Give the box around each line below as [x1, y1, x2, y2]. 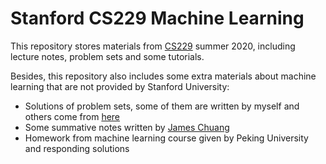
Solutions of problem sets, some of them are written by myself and [24, 100, 300, 112]
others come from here [24, 110, 121, 122]
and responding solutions [24, 142, 130, 154]
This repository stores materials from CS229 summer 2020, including [10, 40, 296, 52]
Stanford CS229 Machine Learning [10, 7, 305, 30]
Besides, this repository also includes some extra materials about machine [10, 70, 317, 82]
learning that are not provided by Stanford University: [10, 80, 230, 92]
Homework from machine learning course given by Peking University [24, 132, 309, 144]
